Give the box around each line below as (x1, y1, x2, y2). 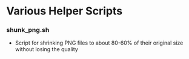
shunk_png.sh (6, 26, 50, 34)
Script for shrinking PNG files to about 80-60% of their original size (15, 39, 184, 46)
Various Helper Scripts (6, 4, 123, 18)
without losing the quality (15, 46, 79, 53)
